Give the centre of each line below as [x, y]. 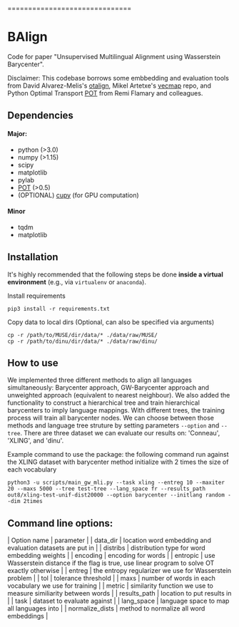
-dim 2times [25, 502]
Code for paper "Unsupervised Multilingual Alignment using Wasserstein [114, 56]
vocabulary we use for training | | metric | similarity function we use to [111, 586]
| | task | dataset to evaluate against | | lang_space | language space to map [118, 601]
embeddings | [28, 616]
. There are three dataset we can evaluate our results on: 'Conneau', [120, 433]
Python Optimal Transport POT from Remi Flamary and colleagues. [105, 93]
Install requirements [36, 296]
